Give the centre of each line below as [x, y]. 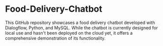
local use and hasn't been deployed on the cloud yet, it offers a [69, 33]
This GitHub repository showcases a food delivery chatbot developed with [80, 23]
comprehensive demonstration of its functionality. [55, 38]
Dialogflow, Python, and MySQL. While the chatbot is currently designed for [81, 27]
